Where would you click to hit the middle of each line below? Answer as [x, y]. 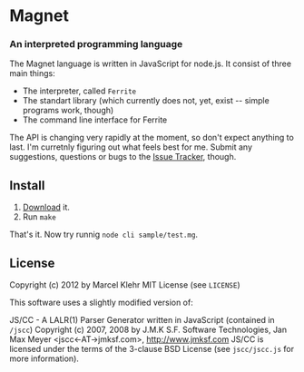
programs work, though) [68, 111]
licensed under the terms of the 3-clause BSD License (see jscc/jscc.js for [152, 349]
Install [27, 186]
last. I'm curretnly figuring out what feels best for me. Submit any [131, 147]
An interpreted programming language [96, 44]
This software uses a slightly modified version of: [101, 303]
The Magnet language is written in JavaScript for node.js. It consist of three [151, 64]
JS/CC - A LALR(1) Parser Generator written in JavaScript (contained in [142, 320]
